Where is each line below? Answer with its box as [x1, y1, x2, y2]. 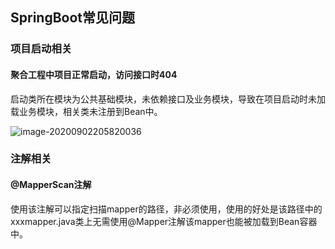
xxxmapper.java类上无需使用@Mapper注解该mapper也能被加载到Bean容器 [10, 215, 318, 227]
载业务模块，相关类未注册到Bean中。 [10, 105, 163, 117]
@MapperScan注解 [10, 179, 92, 191]
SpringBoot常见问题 [10, 9, 136, 27]
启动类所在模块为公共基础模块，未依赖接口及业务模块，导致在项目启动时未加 [10, 93, 326, 105]
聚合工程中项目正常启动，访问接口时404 [10, 68, 178, 80]
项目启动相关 [10, 42, 73, 56]
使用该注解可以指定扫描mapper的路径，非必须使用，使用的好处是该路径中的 [10, 203, 323, 215]
